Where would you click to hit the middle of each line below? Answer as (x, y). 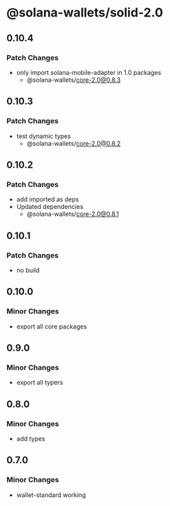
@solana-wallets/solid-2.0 (85, 13)
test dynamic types (44, 136)
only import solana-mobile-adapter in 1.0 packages (89, 72)
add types (31, 439)
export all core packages (52, 326)
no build (28, 270)
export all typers (40, 382)
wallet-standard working (51, 495)
